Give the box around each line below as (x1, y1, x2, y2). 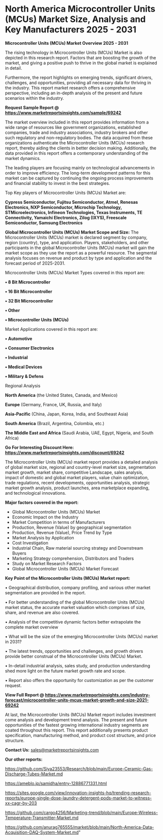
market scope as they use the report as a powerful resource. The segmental (5, 250, 157, 256)
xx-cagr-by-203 (5, 800, 37, 806)
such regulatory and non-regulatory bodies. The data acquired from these (5, 135, 153, 141)
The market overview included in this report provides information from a (5, 119, 149, 125)
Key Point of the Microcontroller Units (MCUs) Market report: (5, 575, 130, 581)
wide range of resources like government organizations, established (5, 124, 141, 130)
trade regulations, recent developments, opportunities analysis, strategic (5, 480, 150, 485)
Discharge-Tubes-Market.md (5, 771, 63, 777)
